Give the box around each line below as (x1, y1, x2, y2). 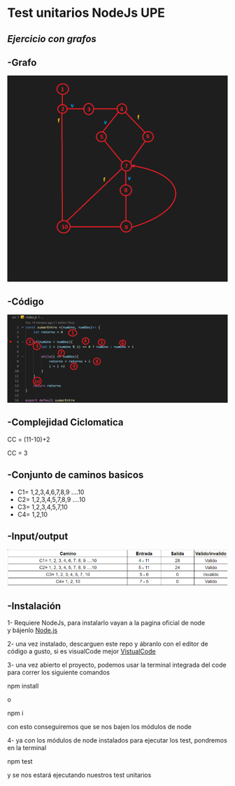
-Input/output (7, 531, 69, 542)
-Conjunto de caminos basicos (7, 469, 144, 481)
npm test (7, 757, 33, 766)
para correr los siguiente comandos (7, 668, 111, 677)
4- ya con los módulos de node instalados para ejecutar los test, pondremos (7, 736, 227, 745)
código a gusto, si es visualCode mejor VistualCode (7, 647, 156, 655)
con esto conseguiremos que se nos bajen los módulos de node (7, 723, 192, 731)
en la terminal (7, 744, 47, 752)
